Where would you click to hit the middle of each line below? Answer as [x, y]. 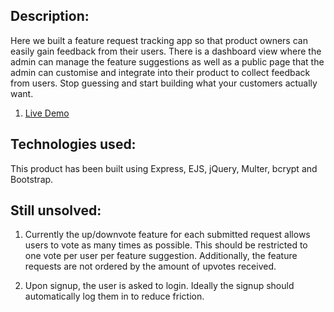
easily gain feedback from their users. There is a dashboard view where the [166, 51]
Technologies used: [73, 144]
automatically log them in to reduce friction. [114, 296]
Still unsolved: [56, 210]
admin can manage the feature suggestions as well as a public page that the [167, 61]
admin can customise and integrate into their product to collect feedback [160, 72]
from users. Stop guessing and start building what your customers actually [164, 83]
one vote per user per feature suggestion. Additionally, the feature [161, 256]
